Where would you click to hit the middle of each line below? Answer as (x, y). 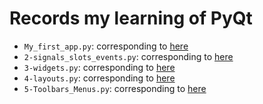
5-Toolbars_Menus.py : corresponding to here (115, 88)
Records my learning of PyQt (131, 18)
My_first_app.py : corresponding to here (106, 46)
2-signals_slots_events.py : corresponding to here (128, 56)
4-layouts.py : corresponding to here (99, 78)
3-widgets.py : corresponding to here (99, 67)
